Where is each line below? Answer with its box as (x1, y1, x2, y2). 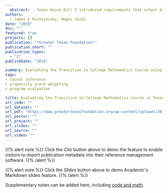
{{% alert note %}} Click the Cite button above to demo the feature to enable (5, 146, 163, 152)
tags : (5, 72, 16, 78)
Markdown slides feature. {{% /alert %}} (5, 172, 88, 178)
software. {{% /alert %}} (5, 157, 55, 163)
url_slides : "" (5, 123, 37, 128)
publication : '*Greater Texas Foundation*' (5, 40, 97, 45)
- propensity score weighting (5, 82, 68, 87)
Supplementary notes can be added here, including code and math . (5, 181, 144, 188)
